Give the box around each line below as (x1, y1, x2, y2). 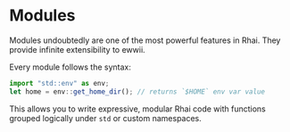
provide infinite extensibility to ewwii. (9, 44, 145, 54)
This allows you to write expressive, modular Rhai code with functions (9, 103, 266, 114)
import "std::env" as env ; (9, 78, 110, 87)
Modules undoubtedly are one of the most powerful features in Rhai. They (9, 35, 281, 45)
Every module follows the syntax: (9, 62, 132, 72)
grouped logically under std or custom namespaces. (9, 112, 203, 123)
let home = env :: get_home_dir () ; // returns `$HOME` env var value (9, 87, 266, 96)
